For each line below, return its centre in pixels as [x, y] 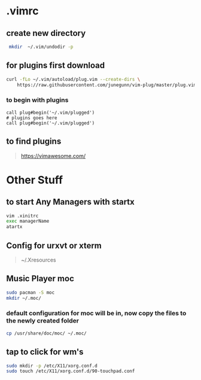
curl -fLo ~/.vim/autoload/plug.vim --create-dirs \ [73, 79]
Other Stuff [35, 180]
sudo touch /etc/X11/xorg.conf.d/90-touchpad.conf [71, 371]
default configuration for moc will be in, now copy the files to [96, 314]
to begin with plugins [37, 100]
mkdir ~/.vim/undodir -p [41, 47]
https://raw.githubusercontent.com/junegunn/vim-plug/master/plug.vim [107, 85]
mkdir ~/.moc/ [24, 298]
